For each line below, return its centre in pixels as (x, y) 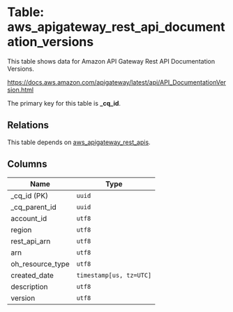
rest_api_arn (31, 241)
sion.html (20, 90)
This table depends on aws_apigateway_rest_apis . (79, 142)
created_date (32, 275)
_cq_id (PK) (30, 195)
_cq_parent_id (34, 207)
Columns (27, 164)
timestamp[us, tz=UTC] (114, 275)
